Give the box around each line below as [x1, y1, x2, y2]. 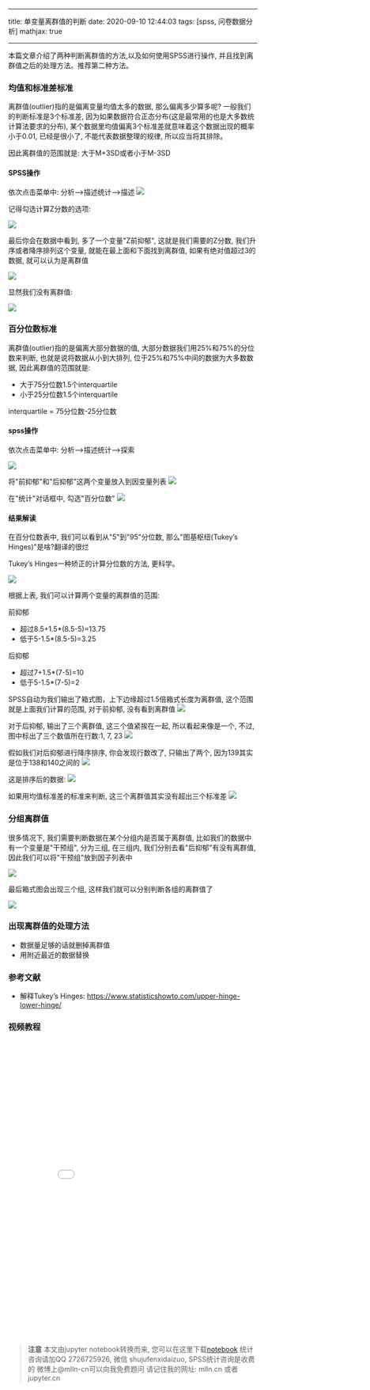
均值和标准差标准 [8, 82, 74, 93]
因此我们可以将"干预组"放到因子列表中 [8, 853, 133, 862]
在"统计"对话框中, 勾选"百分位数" [8, 494, 116, 503]
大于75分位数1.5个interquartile [19, 379, 118, 389]
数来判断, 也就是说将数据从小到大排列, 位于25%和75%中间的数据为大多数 [8, 353, 247, 363]
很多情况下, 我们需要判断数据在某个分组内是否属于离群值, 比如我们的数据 [8, 833, 245, 842]
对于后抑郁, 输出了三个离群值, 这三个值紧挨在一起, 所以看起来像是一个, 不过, [8, 721, 255, 731]
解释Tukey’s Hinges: [19, 991, 85, 1001]
